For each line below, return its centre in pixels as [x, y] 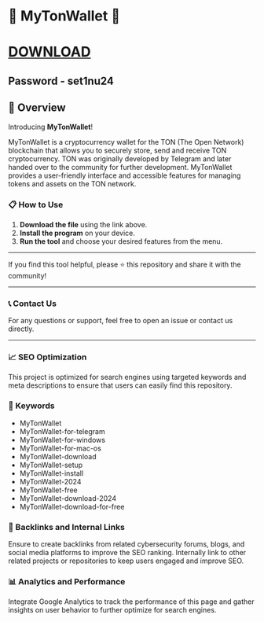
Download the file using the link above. [83, 224]
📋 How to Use [36, 204]
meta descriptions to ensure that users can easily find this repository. [120, 385]
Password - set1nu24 [61, 81]
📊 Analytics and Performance [67, 581]
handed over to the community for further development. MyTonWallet [120, 167]
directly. [21, 329]
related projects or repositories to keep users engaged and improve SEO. [126, 561]
